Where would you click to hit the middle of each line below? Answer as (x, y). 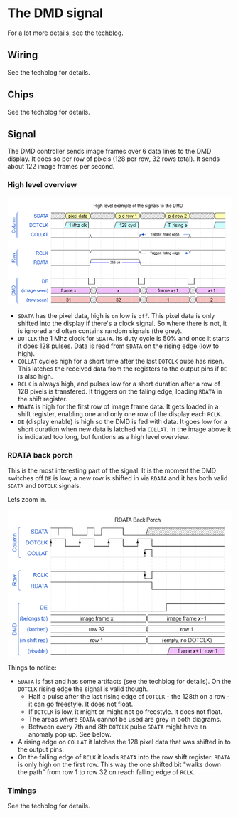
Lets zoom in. (27, 500)
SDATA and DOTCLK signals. (44, 486)
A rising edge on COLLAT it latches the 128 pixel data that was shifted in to (124, 742)
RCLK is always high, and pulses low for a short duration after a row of (119, 384)
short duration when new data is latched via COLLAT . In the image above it (124, 429)
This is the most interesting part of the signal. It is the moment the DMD (112, 470)
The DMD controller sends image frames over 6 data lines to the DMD (109, 152)
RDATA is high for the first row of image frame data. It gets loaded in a (118, 406)
